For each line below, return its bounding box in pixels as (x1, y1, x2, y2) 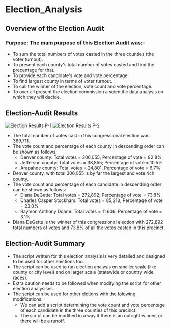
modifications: (12, 296, 43, 302)
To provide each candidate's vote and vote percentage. (12, 72, 129, 79)
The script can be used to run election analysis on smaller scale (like (12, 264, 157, 270)
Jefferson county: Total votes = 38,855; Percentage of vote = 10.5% (20, 159, 163, 165)
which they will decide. (12, 94, 61, 100)
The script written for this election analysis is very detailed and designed (12, 253, 165, 259)
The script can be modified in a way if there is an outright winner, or (20, 312, 163, 318)
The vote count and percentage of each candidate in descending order (12, 181, 162, 187)
